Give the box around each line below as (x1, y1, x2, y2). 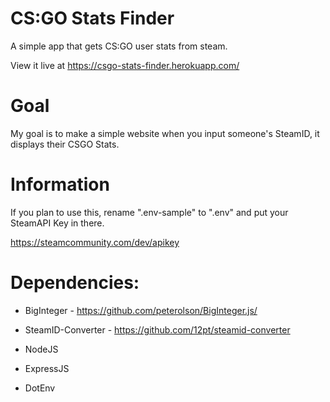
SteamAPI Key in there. (10, 217, 105, 229)
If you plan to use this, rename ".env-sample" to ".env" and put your (10, 206, 289, 218)
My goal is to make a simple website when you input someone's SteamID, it (10, 127, 320, 139)
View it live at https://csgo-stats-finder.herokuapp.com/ (10, 59, 240, 71)
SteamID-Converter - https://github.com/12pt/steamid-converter (24, 323, 291, 336)
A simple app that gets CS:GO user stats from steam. (10, 40, 228, 52)
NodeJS (24, 343, 59, 355)
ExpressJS (24, 362, 70, 374)
